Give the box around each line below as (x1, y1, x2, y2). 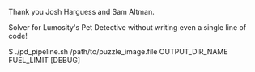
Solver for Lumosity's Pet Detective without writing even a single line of (8, 23, 247, 32)
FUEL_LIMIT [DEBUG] (8, 56, 81, 65)
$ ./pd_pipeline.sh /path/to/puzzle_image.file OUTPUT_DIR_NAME (8, 47, 228, 56)
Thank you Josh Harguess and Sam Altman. (8, 7, 155, 16)
